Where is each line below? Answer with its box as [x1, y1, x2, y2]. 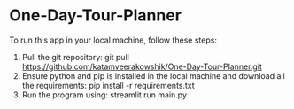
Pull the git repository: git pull [21, 51, 130, 62]
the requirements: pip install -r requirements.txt [21, 80, 195, 90]
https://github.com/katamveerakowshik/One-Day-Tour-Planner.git [21, 61, 263, 72]
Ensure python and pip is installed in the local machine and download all [21, 70, 285, 81]
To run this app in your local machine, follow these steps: [9, 35, 217, 45]
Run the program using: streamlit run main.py [21, 90, 188, 100]
